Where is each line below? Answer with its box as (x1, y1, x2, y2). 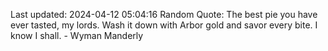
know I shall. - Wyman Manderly (10, 30, 144, 41)
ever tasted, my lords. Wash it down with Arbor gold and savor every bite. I (10, 19, 318, 31)
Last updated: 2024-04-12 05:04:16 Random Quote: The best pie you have (10, 9, 318, 20)
